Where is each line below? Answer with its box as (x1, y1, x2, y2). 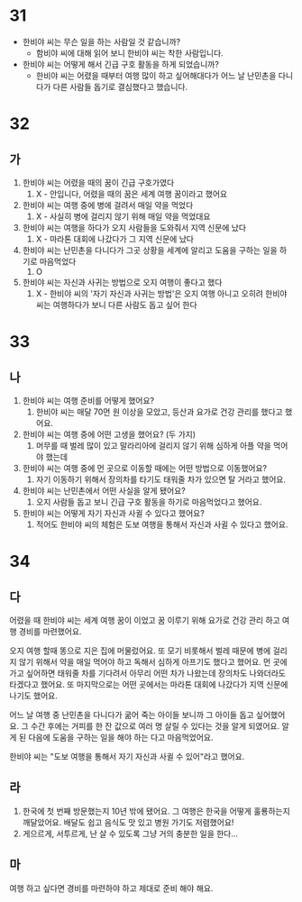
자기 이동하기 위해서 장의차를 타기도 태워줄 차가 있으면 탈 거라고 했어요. (35, 474, 287, 485)
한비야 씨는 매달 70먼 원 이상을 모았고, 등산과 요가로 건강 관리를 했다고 (35, 406, 283, 417)
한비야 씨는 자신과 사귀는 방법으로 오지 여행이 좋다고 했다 (22, 277, 223, 287)
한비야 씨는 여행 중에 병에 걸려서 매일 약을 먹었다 (22, 199, 194, 210)
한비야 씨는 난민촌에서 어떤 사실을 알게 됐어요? (22, 485, 187, 496)
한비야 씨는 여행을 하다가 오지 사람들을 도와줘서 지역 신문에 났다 (22, 222, 246, 232)
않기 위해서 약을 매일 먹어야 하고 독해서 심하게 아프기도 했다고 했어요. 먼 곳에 (18, 656, 288, 667)
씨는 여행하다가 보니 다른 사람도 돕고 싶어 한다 (35, 299, 197, 310)
